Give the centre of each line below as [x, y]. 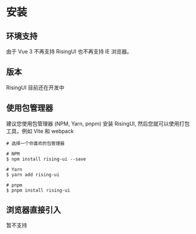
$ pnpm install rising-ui [38, 190]
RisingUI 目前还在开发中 [35, 88]
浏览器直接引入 [34, 210]
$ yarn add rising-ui [33, 174]
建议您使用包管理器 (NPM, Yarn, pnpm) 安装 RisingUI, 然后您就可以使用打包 [98, 123]
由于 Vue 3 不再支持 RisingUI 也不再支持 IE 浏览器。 [69, 52]
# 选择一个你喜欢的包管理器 [36, 143]
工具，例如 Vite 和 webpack [40, 131]
